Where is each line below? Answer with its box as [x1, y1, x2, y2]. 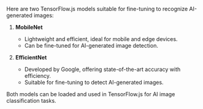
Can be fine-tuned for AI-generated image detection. [24, 42, 158, 49]
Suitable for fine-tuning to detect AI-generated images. [24, 79, 164, 86]
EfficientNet [15, 54, 47, 61]
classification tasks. [6, 97, 56, 104]
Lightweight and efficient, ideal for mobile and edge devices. [24, 36, 178, 42]
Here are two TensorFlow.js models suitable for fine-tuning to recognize [6, 6, 188, 12]
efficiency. [24, 72, 51, 79]
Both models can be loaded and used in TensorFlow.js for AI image [6, 91, 175, 97]
